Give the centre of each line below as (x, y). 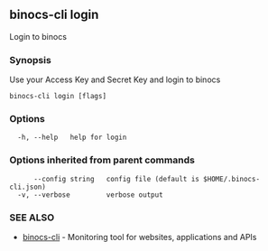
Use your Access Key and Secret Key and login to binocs (115, 79)
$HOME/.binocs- (231, 179)
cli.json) (28, 187)
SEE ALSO (32, 218)
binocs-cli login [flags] (58, 97)
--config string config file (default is (116, 179)
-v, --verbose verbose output (91, 195)
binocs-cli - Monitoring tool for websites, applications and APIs (139, 237)
